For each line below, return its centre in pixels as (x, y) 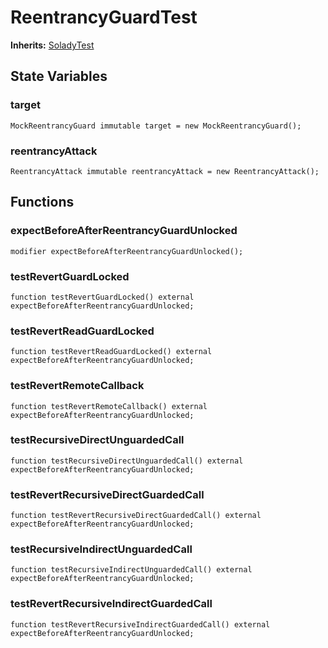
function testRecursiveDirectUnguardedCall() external (127, 461)
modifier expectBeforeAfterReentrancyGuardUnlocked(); (127, 251)
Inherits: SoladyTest (52, 45)
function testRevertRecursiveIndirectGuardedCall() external (140, 624)
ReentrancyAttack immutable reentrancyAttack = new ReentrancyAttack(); (165, 171)
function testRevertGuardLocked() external (102, 297)
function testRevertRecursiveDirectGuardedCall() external (136, 516)
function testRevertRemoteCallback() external (109, 406)
